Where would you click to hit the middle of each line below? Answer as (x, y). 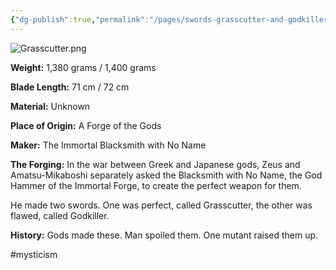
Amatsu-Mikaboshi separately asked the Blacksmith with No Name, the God (166, 175)
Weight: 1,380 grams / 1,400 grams (83, 67)
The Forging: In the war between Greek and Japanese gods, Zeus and (155, 164)
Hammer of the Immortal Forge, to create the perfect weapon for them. (156, 185)
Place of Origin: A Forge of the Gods (86, 125)
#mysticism (34, 254)
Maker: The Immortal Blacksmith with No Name (108, 145)
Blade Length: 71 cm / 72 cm (70, 87)
